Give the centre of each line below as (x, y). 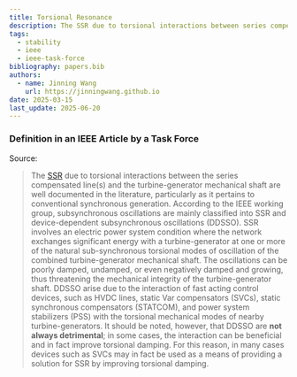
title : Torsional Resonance (61, 17)
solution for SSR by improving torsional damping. (120, 363)
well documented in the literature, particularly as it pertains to (143, 194)
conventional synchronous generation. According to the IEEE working (157, 204)
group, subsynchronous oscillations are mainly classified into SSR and (158, 212)
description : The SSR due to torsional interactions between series (138, 26)
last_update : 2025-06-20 (55, 108)
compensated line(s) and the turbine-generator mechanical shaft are (156, 185)
